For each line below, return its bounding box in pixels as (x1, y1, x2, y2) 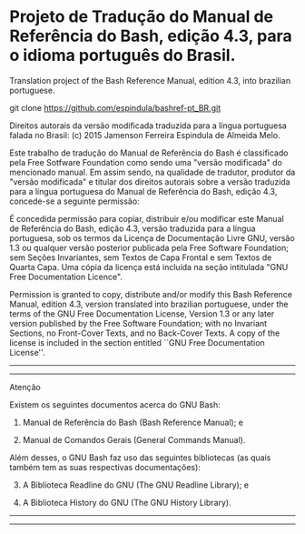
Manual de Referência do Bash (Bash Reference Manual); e (22, 417, 243, 428)
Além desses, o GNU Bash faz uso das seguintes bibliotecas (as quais (9, 452, 271, 463)
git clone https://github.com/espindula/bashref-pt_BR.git (9, 102, 221, 113)
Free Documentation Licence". (9, 271, 123, 282)
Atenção (9, 381, 41, 392)
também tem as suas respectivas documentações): (9, 461, 202, 472)
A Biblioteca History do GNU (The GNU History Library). (22, 497, 231, 508)
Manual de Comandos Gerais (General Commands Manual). (22, 434, 246, 445)
